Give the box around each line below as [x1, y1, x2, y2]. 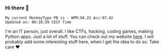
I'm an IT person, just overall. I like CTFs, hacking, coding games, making [5, 28, 154, 34]
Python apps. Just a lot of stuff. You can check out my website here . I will [5, 34, 154, 40]
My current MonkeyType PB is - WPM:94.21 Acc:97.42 [5, 16, 113, 21]
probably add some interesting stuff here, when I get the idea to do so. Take [5, 39, 159, 45]
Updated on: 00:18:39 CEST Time [5, 20, 71, 25]
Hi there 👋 [5, 4, 30, 11]
